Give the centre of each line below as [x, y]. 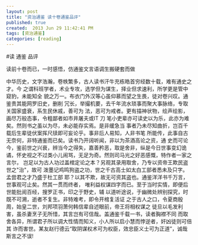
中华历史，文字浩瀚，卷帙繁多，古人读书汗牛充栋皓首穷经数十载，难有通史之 [99, 81]
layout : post [22, 11]
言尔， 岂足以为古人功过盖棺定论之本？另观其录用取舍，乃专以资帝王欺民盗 [97, 162]
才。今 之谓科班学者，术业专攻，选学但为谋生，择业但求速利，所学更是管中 [97, 89]
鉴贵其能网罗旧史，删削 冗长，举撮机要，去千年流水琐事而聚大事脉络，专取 [97, 103]
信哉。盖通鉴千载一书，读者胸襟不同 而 [136, 214]
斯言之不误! [20, 236]
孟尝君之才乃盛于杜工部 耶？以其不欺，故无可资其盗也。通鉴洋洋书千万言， [97, 177]
